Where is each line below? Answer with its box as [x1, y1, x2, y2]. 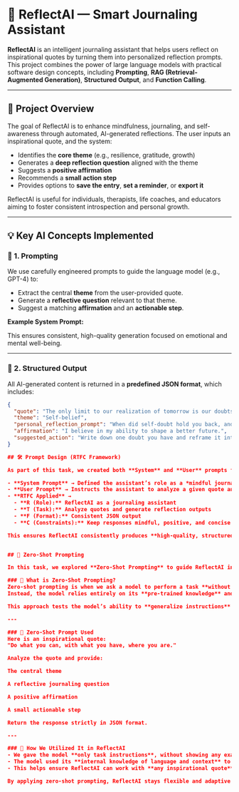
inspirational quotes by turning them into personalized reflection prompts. [7, 53, 223, 61]
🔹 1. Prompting [7, 251, 58, 261]
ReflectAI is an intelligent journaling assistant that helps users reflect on [7, 45, 219, 53]
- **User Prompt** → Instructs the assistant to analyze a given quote [7, 486, 225, 493]
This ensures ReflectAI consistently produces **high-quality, [7, 532, 199, 539]
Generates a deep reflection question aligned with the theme [17, 158, 198, 167]
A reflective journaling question [7, 681, 110, 688]
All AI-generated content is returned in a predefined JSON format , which [7, 379, 222, 388]
